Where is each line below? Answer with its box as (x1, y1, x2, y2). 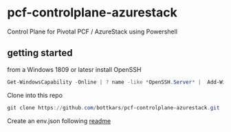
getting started (7, 47, 73, 59)
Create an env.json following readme (7, 116, 111, 124)
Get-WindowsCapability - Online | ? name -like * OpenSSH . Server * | (7, 79, 201, 85)
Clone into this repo (7, 91, 63, 99)
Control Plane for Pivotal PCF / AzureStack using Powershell (7, 27, 177, 36)
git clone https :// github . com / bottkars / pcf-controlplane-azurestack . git (7, 104, 220, 111)
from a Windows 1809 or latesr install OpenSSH (7, 65, 142, 73)
